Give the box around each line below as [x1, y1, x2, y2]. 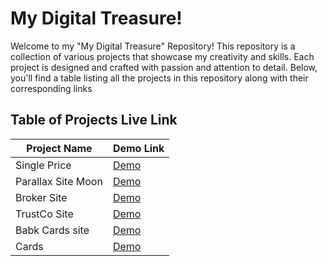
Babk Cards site [15, 223, 90, 237]
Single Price [15, 158, 72, 172]
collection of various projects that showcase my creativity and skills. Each [10, 50, 315, 62]
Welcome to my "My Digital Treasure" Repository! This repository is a [10, 40, 296, 52]
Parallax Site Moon [15, 174, 103, 188]
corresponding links [10, 82, 93, 94]
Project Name [26, 141, 93, 155]
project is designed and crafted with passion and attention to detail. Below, [10, 61, 318, 73]
